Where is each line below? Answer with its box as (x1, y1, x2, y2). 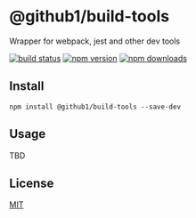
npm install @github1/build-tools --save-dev (9, 102, 181, 111)
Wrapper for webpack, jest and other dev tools (9, 36, 181, 46)
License (9, 175, 54, 190)
